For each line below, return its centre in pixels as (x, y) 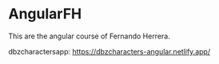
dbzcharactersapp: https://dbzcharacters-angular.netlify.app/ (109, 51)
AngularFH (45, 14)
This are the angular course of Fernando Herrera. (89, 36)
